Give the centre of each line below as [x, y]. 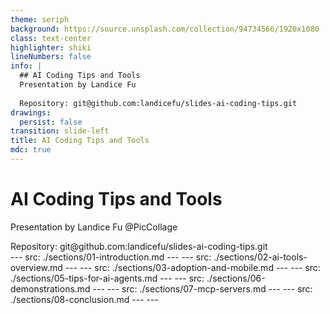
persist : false [51, 122]
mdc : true [31, 150]
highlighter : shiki [51, 47]
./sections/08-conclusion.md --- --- [84, 299]
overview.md [36, 267]
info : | [26, 66]
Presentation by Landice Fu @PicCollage [94, 227]
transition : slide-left [60, 131]
